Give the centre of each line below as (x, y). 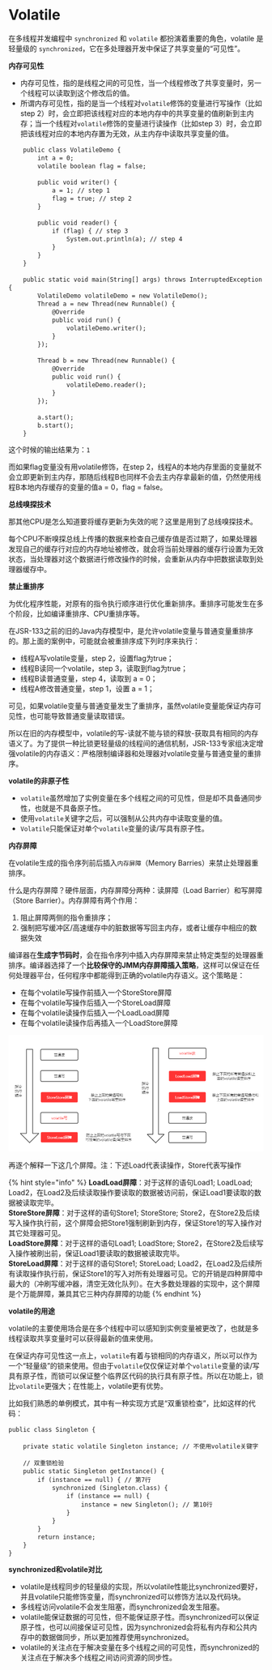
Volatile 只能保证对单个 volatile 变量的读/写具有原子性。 (114, 828)
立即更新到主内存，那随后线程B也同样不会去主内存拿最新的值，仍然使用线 (138, 476)
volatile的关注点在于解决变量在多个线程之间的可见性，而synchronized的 (140, 1647)
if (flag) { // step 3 (90, 231)
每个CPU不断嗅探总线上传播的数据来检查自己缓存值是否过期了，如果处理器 (133, 538)
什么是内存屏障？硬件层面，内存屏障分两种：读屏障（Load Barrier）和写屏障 (136, 890)
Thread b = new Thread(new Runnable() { (106, 361)
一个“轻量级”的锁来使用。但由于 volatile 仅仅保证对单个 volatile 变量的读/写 (134, 1365)
